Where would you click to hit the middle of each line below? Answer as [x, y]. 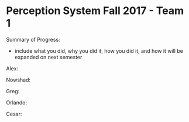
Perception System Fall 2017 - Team [95, 11]
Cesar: [14, 114]
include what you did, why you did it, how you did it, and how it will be [99, 50]
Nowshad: [18, 80]
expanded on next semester [48, 57]
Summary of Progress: [33, 39]
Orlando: [17, 102]
